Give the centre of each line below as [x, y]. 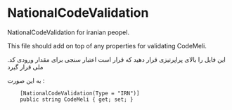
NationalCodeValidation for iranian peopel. [69, 32]
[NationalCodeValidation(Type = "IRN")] [80, 93]
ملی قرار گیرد [25, 67]
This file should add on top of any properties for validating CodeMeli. [107, 46]
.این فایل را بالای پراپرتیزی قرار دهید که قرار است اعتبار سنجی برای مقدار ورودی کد [117, 59]
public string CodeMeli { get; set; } [77, 99]
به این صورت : [26, 80]
